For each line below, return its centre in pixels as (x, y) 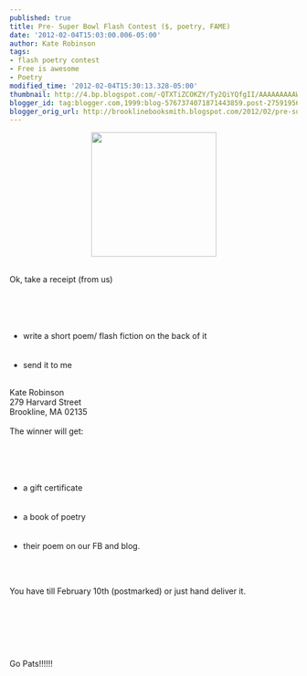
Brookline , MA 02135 (49, 412)
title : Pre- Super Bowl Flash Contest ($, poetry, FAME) (120, 26)
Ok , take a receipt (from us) (61, 280)
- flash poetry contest (55, 60)
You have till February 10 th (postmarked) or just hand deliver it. (128, 591)
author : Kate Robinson (53, 43)
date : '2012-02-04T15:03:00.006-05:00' (85, 35)
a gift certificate (53, 488)
